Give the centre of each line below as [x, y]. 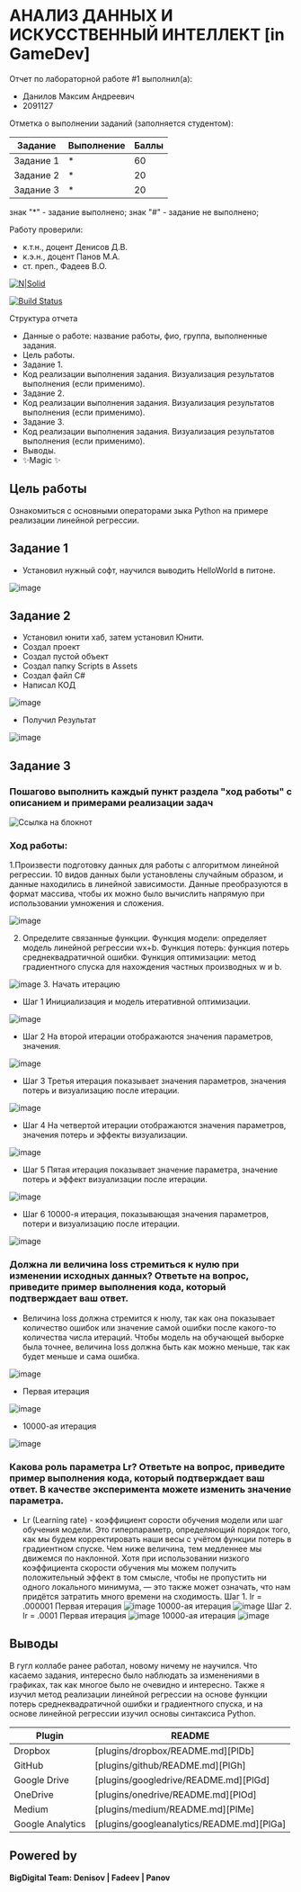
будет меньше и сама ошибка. [81, 1356]
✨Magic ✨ [41, 460]
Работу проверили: [46, 229]
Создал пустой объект [66, 657]
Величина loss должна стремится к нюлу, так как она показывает [149, 1318]
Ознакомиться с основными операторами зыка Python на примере [139, 510]
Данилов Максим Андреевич [78, 96]
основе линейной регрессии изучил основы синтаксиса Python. [133, 1713]
